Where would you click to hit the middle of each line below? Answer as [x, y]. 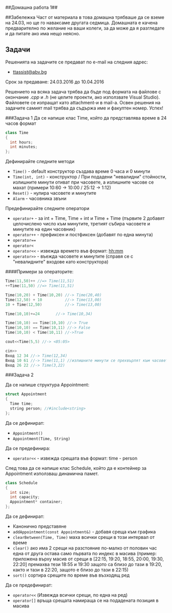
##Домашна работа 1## [31, 7]
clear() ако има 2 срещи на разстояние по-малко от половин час [85, 548]
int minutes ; [24, 147]
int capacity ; [25, 497]
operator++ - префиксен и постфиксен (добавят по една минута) [83, 235]
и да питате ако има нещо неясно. [43, 33]
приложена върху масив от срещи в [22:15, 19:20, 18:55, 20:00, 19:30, [88, 559]
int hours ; [21, 142]
